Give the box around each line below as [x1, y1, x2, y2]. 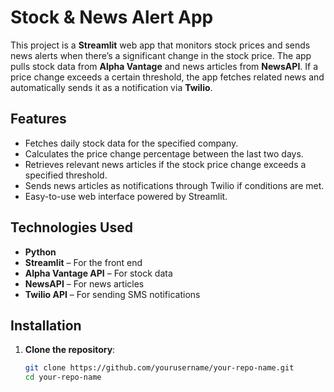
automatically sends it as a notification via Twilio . [10, 81, 213, 93]
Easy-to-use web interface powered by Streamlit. [24, 190, 228, 202]
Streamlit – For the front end [24, 256, 143, 268]
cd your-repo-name [24, 372, 102, 383]
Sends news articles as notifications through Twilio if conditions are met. [24, 179, 325, 191]
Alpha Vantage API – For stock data [24, 267, 173, 279]
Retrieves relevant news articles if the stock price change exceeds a [24, 158, 307, 170]
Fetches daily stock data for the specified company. [24, 137, 239, 149]
